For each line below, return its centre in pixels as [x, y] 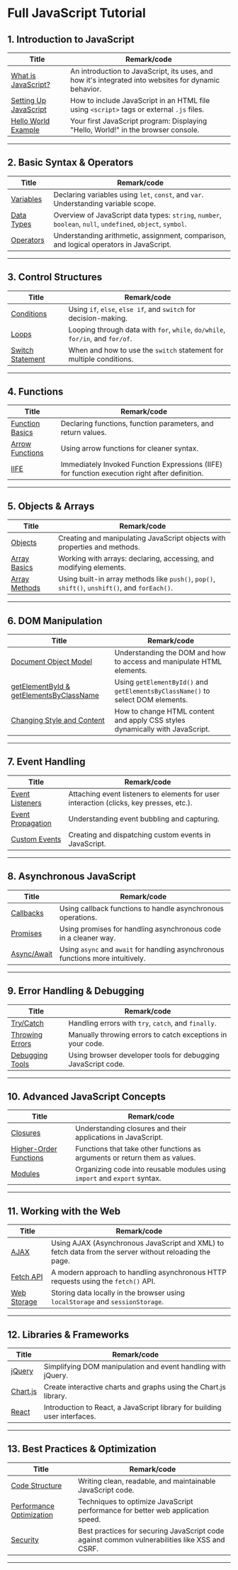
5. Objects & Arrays [51, 506]
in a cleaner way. [87, 937]
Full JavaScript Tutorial [77, 13]
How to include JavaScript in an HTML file [140, 101]
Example [25, 130]
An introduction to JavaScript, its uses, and [142, 71]
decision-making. [98, 318]
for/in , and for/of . [100, 338]
